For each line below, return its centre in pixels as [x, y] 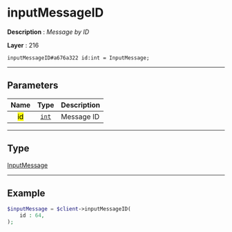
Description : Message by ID [48, 32]
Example [26, 193]
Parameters [33, 85]
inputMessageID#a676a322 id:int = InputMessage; [78, 58]
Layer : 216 [23, 45]
